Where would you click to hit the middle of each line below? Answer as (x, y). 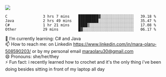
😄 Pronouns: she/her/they (32, 57)
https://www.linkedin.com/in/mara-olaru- (115, 44)
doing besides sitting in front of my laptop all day (55, 69)
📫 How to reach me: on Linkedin (39, 44)
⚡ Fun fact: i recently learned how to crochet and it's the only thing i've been (83, 62)
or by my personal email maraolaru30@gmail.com (83, 51)
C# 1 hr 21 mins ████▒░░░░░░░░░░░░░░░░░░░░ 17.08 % (81, 25)
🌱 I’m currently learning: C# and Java (43, 38)
